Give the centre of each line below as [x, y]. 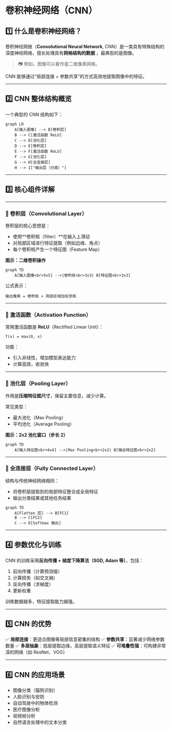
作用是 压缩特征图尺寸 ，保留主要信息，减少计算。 [57, 396]
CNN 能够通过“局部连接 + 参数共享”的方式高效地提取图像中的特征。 [76, 76]
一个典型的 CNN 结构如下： [34, 114]
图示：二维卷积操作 [26, 260]
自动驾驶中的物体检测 [35, 703]
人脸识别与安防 [28, 697]
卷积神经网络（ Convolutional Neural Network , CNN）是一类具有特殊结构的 [85, 46]
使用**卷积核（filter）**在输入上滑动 [51, 236]
